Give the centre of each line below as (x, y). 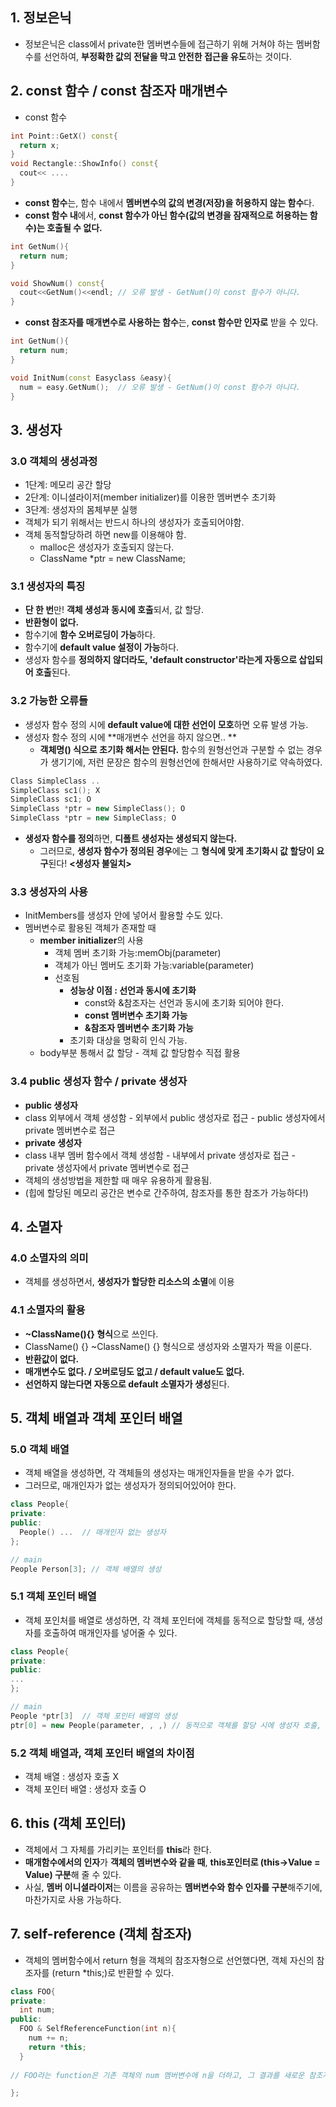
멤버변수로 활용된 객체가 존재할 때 (90, 928)
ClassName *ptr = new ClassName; (113, 559)
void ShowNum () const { (57, 283)
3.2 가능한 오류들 (49, 701)
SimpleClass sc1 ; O (51, 799)
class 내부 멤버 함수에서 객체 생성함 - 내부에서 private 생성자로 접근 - (160, 1155)
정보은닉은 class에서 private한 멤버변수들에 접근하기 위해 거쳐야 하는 (159, 44)
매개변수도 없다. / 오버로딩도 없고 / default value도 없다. (134, 1371)
